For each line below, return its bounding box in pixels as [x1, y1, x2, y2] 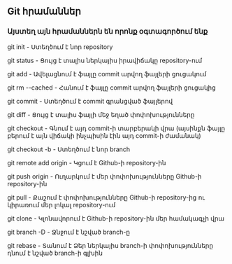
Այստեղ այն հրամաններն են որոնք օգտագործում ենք [7, 27, 208, 36]
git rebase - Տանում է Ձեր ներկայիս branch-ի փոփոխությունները [7, 241, 214, 249]
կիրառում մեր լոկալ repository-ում [7, 200, 116, 209]
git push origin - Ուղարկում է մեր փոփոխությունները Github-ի [7, 172, 202, 181]
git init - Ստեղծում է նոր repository [7, 42, 113, 51]
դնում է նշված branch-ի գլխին [7, 249, 103, 257]
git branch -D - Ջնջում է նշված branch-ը [7, 228, 131, 236]
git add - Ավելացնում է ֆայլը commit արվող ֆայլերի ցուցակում [7, 69, 207, 78]
